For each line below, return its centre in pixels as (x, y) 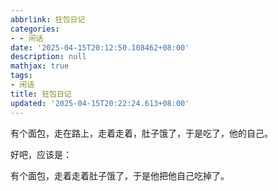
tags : (21, 76)
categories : (35, 29)
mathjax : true (40, 66)
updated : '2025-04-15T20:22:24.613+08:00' (100, 103)
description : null (48, 57)
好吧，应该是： (41, 154)
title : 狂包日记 (41, 94)
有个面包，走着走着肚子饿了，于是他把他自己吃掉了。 (120, 175)
